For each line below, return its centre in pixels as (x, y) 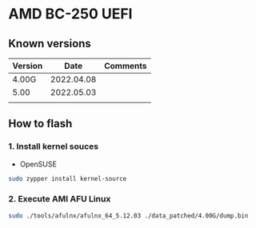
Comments (125, 66)
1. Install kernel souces (53, 146)
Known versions (50, 44)
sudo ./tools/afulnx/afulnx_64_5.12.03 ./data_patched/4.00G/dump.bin (128, 216)
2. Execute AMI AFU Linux (60, 199)
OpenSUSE (38, 164)
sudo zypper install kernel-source (68, 178)
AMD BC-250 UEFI (70, 14)
